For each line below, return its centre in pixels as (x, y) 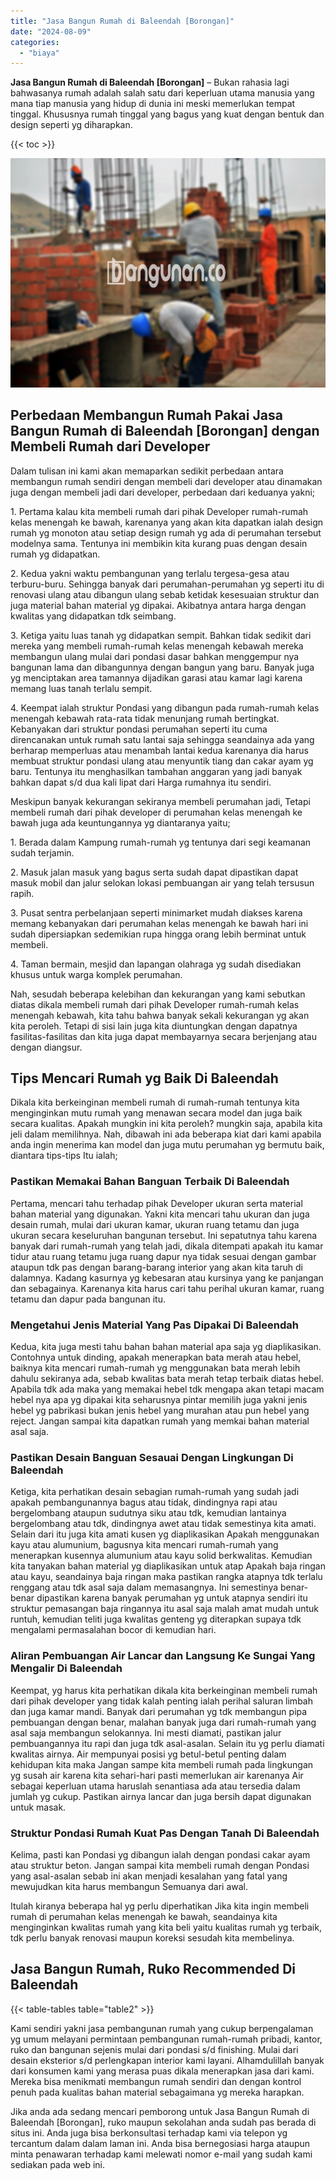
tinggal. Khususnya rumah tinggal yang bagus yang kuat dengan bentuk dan (167, 114)
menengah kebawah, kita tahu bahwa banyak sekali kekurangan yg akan (160, 1015)
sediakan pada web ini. (58, 2164)
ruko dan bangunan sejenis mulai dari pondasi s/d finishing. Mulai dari (154, 2049)
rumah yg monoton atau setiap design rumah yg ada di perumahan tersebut (166, 532)
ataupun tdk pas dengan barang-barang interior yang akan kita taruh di (156, 1267)
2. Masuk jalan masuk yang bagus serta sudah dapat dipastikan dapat (154, 872)
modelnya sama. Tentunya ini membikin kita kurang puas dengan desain (159, 543)
